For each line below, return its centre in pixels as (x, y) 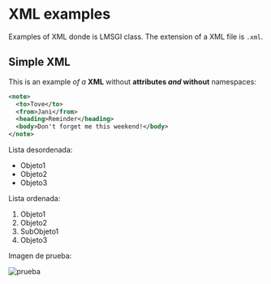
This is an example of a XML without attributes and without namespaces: (133, 81)
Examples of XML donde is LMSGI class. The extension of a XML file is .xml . (136, 37)
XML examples (60, 14)
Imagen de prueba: (40, 256)
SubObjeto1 (39, 231)
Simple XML (39, 62)
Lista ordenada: (34, 198)
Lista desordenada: (41, 150)
